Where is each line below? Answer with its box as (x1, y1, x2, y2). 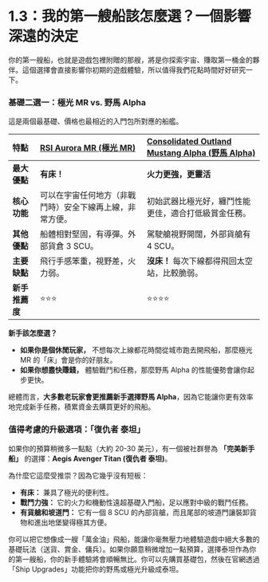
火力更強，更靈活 (146, 169, 211, 180)
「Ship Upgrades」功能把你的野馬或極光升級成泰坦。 (8, 564, 183, 574)
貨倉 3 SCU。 (47, 241, 99, 252)
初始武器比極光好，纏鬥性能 (146, 196, 251, 207)
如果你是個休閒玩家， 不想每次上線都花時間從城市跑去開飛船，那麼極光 (19, 345, 253, 355)
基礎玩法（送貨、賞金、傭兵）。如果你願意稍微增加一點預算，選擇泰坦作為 (8, 544, 250, 554)
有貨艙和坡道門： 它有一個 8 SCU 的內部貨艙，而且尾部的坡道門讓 (19, 507, 236, 517)
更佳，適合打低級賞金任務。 (146, 208, 251, 219)
